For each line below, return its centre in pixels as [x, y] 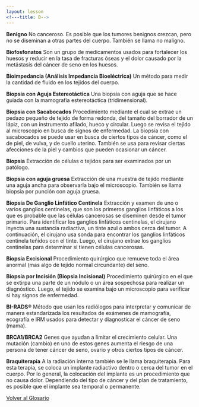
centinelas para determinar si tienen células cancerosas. [75, 247]
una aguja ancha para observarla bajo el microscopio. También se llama [94, 185]
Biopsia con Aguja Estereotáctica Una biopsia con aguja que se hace [91, 94]
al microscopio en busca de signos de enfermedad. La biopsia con [88, 131]
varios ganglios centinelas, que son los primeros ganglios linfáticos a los [95, 209]
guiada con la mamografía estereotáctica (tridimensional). [77, 100]
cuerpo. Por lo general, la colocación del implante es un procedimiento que [98, 374]
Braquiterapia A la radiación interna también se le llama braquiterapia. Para [98, 361]
